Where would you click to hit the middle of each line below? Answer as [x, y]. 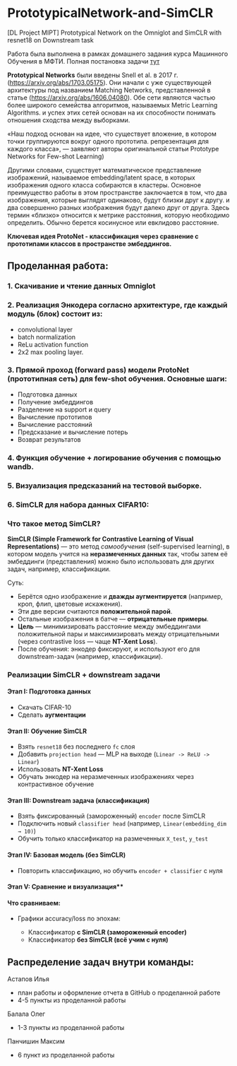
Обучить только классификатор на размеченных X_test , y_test [113, 838]
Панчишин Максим [36, 1041]
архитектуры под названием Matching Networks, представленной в [109, 90]
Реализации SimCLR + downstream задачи [84, 674]
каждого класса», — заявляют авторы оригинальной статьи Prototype [113, 148]
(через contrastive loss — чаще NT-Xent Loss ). [87, 641]
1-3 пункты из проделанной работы [71, 1028]
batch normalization [47, 336]
